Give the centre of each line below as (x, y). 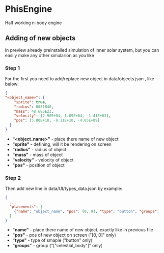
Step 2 (13, 178)
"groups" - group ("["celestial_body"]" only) (57, 246)
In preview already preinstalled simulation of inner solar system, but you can (82, 50)
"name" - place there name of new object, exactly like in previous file (82, 230)
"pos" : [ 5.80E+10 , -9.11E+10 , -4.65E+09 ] (57, 121)
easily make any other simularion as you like (50, 55)
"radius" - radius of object (39, 149)
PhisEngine (29, 9)
